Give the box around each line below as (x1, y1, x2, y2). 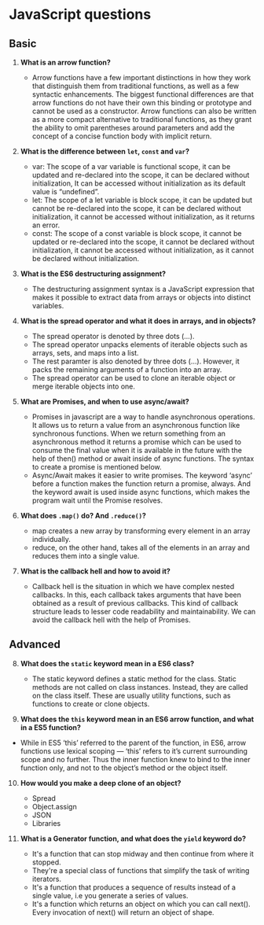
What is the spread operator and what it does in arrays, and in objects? (20, 316, 256, 326)
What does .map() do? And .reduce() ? (20, 511, 146, 520)
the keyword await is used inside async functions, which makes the (31, 488, 251, 496)
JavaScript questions (9, 6, 152, 24)
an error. (31, 220, 60, 230)
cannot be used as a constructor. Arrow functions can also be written (31, 106, 257, 116)
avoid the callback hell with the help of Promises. (31, 615, 191, 625)
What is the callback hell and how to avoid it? (20, 566, 171, 576)
